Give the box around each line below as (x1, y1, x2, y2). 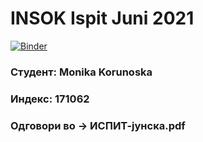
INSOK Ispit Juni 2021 (10, 7, 195, 30)
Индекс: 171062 (10, 92, 90, 106)
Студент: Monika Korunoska (10, 65, 153, 79)
